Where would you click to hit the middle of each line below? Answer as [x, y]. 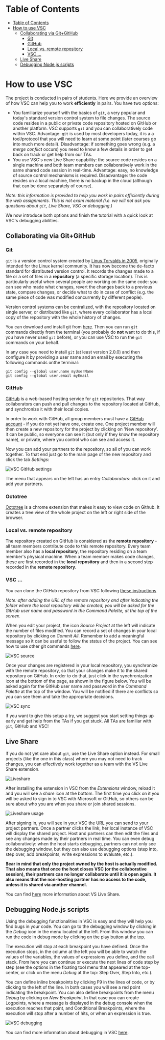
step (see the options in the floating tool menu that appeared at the [73, 967]
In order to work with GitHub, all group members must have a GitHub [75, 418]
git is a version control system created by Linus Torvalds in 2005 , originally [82, 260]
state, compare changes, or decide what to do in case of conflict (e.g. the [80, 292]
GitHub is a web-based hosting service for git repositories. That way [75, 399]
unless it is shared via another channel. [46, 884]
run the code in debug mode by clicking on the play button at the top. [75, 937]
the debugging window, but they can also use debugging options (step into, [82, 849]
